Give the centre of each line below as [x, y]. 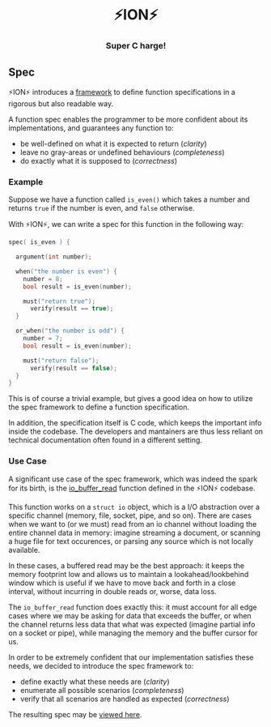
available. [24, 550]
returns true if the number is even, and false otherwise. [102, 208]
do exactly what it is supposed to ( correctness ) [99, 160]
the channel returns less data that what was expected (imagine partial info [132, 624]
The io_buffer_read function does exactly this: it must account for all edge [133, 607]
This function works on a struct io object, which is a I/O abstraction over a [134, 507]
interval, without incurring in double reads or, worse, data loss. [112, 591]
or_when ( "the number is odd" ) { [70, 331]
